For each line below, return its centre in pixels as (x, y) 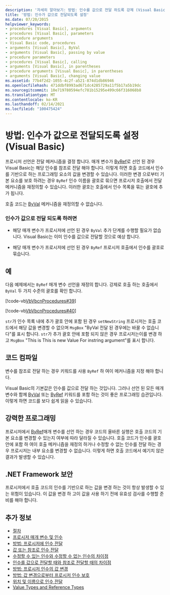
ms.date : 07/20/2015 (27, 19)
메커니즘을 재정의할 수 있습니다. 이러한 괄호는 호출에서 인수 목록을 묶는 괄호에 (81, 187)
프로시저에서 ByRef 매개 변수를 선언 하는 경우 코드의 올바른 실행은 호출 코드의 (81, 431)
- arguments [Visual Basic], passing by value (55, 52)
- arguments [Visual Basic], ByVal (43, 48)
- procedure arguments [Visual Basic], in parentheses (64, 72)
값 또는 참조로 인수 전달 (36, 550)
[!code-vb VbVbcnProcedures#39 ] (41, 301)
